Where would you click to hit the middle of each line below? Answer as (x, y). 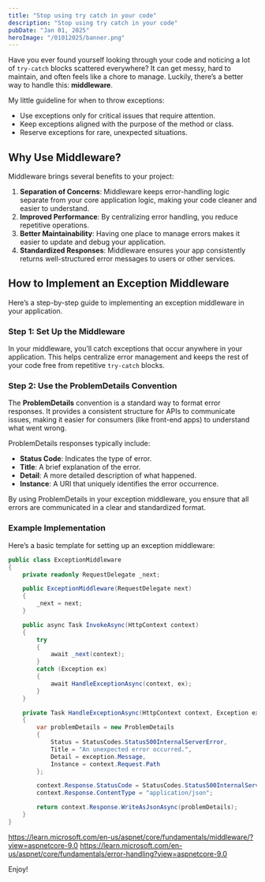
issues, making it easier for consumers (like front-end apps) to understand (129, 420)
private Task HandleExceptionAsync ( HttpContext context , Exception (135, 713)
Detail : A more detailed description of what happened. (108, 475)
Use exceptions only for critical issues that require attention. (117, 116)
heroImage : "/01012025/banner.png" (67, 38)
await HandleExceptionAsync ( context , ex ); (121, 684)
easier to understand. (54, 208)
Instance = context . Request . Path (105, 764)
